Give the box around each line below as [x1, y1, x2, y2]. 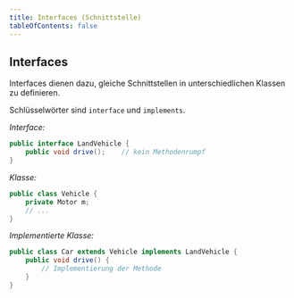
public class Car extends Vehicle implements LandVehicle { [9, 247, 239, 257]
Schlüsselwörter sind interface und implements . [9, 104, 186, 116]
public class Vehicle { [9, 189, 98, 198]
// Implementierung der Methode [41, 264, 163, 273]
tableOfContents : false [9, 21, 98, 30]
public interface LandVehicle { [9, 139, 130, 148]
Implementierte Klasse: [9, 230, 94, 241]
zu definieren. [9, 87, 61, 98]
